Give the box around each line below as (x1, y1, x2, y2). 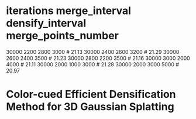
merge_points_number (6, 29, 119, 42)
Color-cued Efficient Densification (6, 88, 177, 101)
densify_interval (6, 16, 87, 30)
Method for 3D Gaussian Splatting (6, 100, 174, 114)
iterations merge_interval (6, 4, 132, 18)
